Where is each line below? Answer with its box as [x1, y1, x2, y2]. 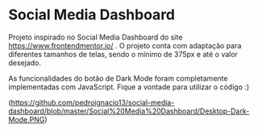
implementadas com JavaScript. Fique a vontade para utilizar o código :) [8, 82, 250, 92]
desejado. [8, 58, 42, 68]
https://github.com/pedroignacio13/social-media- [10, 97, 175, 107]
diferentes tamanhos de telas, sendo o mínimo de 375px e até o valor [8, 49, 238, 59]
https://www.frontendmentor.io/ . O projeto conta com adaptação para [8, 40, 242, 50]
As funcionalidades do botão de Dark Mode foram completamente [8, 73, 228, 83]
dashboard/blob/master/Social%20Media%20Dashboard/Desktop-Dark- [8, 106, 250, 116]
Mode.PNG [8, 114, 45, 124]
